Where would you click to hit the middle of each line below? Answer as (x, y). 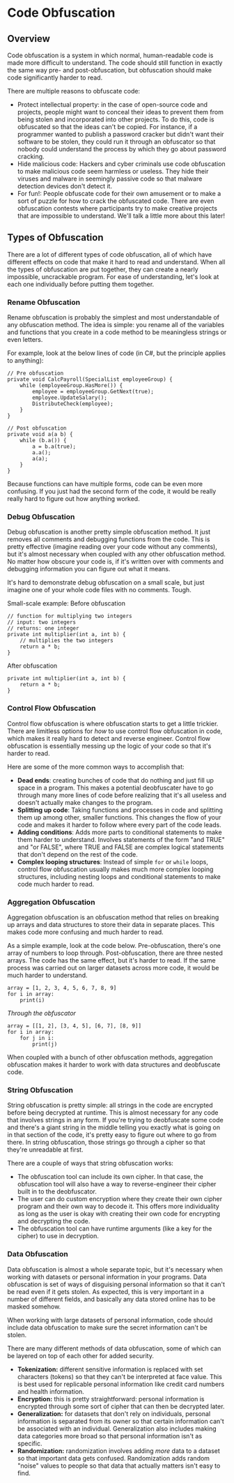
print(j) (45, 1044)
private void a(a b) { (40, 435)
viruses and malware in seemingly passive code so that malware (110, 179)
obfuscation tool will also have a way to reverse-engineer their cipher (117, 1184)
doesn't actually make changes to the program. (85, 802)
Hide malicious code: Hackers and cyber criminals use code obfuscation (121, 164)
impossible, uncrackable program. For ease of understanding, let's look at (113, 276)
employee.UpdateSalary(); (70, 398)
